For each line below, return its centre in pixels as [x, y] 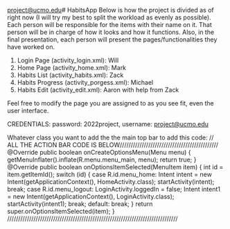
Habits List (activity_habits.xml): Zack [70, 75]
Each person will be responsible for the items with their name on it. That [110, 25]
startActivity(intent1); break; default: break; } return [80, 204]
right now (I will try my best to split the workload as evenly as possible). [109, 17]
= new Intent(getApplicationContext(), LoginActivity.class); [91, 196]
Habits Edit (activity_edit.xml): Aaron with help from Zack [98, 90]
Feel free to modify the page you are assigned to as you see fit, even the [111, 103]
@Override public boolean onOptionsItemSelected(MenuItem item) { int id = [115, 167]
